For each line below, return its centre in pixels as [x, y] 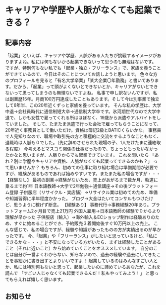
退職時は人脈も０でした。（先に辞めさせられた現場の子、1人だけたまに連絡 [81, 143]
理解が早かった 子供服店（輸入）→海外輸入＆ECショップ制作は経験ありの [80, 217]
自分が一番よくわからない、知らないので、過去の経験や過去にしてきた [85, 254]
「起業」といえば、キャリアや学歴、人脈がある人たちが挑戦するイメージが [81, 55]
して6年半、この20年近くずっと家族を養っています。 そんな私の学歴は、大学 [83, 105]
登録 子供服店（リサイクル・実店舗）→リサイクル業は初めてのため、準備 [83, 192]
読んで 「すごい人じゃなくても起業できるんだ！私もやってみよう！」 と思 [80, 273]
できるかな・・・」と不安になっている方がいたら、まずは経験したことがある [83, 242]
